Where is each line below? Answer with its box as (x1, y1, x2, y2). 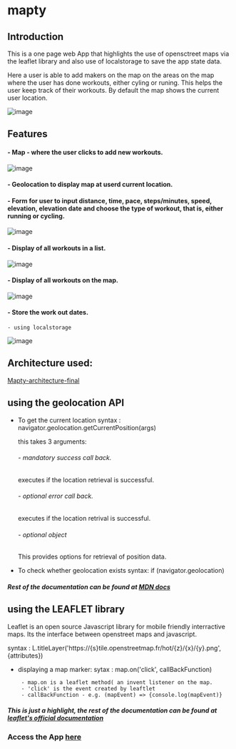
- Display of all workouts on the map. (7, 276, 119, 285)
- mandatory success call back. (17, 454, 112, 462)
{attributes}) (7, 651, 43, 660)
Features (7, 128, 48, 141)
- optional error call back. (17, 491, 94, 501)
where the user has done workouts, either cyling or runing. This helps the (7, 78, 223, 87)
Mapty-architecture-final (7, 376, 80, 384)
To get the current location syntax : (17, 416, 121, 424)
